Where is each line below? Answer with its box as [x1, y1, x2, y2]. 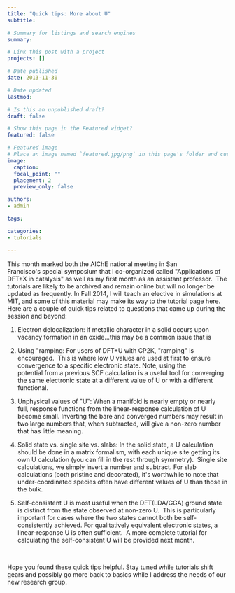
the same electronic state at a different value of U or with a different [17, 376, 213, 384]
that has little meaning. [17, 426, 83, 435]
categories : [7, 228, 42, 235]
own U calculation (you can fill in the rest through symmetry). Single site [17, 455, 227, 463]
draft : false [7, 113, 45, 120]
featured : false [7, 132, 55, 139]
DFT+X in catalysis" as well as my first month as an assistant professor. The [7, 274, 227, 283]
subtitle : [7, 17, 36, 24]
